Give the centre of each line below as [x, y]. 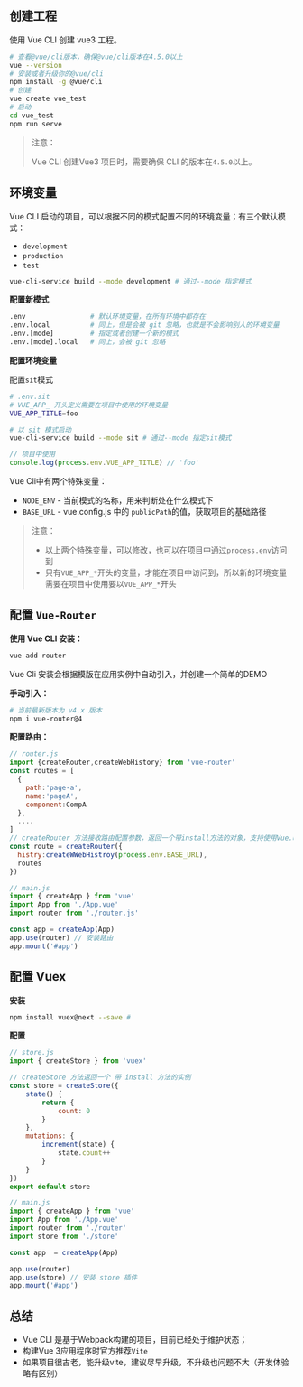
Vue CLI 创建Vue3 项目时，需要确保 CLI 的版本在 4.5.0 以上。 [144, 162]
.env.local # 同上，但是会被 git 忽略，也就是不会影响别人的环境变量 [144, 325]
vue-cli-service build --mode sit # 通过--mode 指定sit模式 [120, 438]
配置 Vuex [37, 977]
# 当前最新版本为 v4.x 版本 [56, 710]
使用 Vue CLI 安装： [46, 638]
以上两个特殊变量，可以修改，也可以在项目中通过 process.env [158, 550]
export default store [50, 1187]
